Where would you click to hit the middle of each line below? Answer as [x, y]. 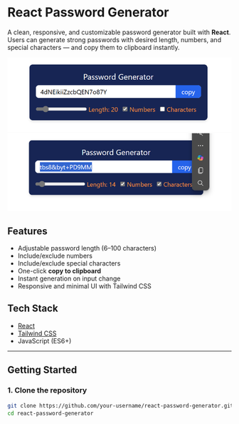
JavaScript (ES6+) [44, 340]
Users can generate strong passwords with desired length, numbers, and [115, 39]
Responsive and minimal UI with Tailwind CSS [84, 286]
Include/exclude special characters [69, 263]
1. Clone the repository [47, 390]
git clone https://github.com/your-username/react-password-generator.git [121, 406]
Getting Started [42, 370]
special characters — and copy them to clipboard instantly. [94, 47]
